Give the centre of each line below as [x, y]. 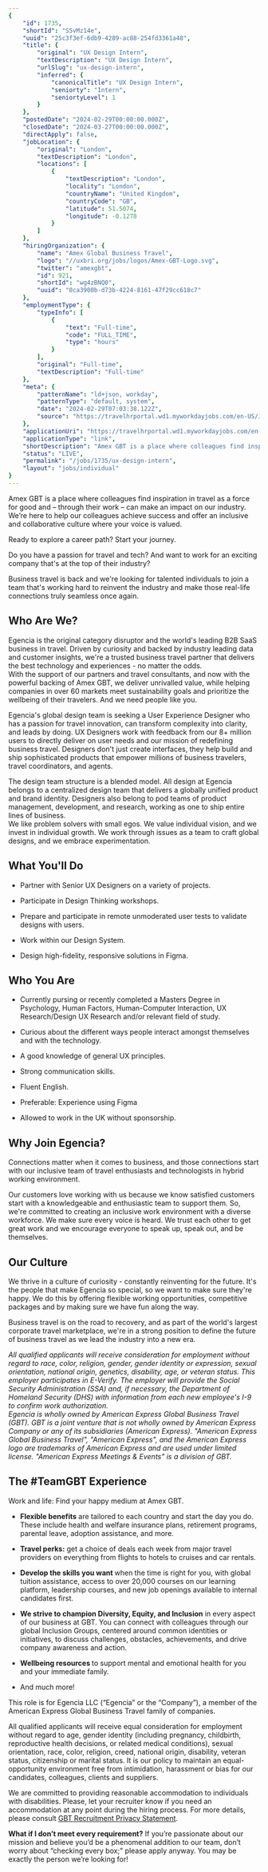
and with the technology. [61, 1041]
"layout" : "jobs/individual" [71, 469]
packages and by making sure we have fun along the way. [104, 1307]
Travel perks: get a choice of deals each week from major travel [126, 1549]
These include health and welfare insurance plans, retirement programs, [138, 1525]
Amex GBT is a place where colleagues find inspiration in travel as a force [129, 498]
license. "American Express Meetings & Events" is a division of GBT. [120, 1456]
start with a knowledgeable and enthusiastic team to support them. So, [124, 1203]
